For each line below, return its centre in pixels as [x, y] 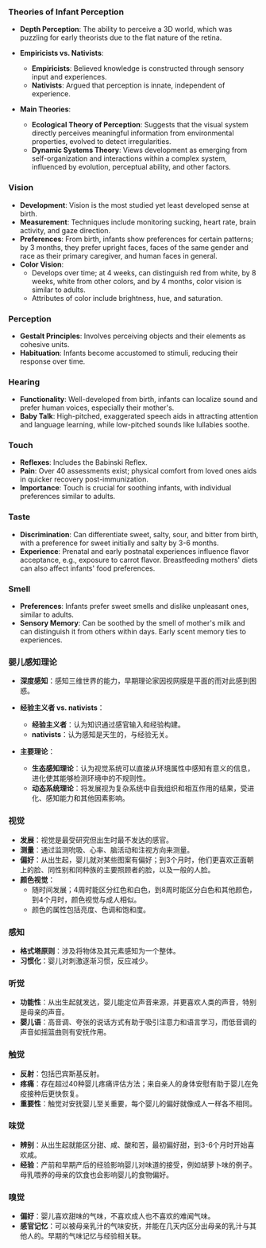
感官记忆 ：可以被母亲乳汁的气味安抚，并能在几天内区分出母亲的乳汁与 [135, 1226]
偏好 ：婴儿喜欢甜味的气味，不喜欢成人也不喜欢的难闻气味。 [117, 1216]
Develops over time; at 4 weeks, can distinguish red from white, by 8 [144, 272]
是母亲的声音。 [44, 1012]
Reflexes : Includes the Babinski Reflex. [84, 462]
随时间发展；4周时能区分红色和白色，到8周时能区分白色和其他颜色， [144, 889]
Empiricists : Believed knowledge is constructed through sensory [138, 68]
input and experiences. [69, 77]
